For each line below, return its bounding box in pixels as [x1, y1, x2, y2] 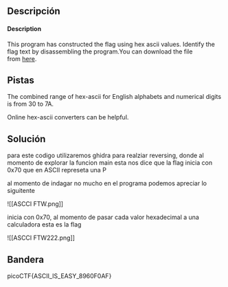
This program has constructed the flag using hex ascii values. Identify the [7, 40, 215, 48]
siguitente [7, 187, 36, 195]
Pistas [7, 74, 34, 86]
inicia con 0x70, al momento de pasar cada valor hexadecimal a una [7, 213, 199, 222]
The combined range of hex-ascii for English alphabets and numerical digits [7, 93, 222, 101]
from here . [7, 54, 37, 62]
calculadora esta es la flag [7, 220, 82, 229]
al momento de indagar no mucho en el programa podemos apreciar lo [7, 179, 207, 187]
